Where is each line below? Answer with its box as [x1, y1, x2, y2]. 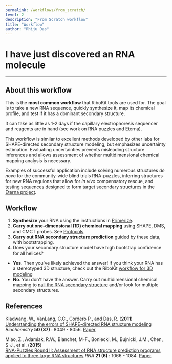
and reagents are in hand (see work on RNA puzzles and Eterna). [5, 126, 142, 132]
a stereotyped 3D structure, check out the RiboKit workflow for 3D [12, 265, 153, 271]
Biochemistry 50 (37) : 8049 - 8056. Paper [5, 326, 96, 332]
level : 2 [5, 12, 24, 17]
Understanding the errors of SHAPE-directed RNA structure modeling [5, 321, 152, 327]
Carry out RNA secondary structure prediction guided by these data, [12, 234, 161, 240]
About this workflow [5, 86, 72, 95]
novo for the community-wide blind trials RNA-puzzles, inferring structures [5, 172, 163, 179]
